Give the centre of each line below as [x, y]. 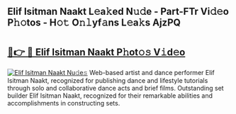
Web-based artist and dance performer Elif [152, 73]
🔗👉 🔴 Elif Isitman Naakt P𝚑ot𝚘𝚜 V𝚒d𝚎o [96, 52]
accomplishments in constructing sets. [64, 103]
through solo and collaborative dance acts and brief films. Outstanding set [116, 88]
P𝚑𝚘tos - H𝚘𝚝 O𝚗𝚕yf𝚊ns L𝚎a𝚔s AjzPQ [94, 23]
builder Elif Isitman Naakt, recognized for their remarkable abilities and [110, 96]
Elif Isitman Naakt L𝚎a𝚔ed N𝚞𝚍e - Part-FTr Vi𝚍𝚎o [118, 12]
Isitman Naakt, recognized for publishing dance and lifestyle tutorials [108, 80]
